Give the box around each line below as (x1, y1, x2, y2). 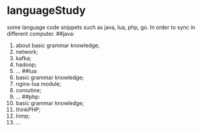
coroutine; (15, 86, 42, 94)
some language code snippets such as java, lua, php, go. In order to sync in (7, 24, 196, 31)
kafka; (15, 54, 32, 62)
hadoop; (15, 61, 37, 68)
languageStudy (7, 4, 86, 18)
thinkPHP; (15, 106, 41, 113)
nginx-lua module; (15, 80, 61, 88)
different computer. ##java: (7, 30, 75, 37)
